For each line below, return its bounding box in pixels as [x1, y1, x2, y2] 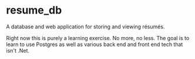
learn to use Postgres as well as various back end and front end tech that [6, 41, 183, 48]
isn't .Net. [6, 47, 30, 54]
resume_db [6, 4, 62, 17]
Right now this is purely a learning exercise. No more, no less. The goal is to [6, 34, 190, 41]
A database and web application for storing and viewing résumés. [6, 23, 165, 30]
